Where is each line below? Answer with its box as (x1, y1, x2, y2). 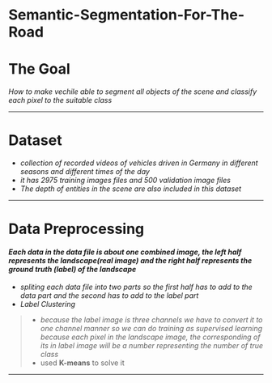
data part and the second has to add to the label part (19, 291, 199, 300)
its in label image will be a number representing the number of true (40, 341, 264, 351)
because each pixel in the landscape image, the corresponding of (40, 332, 261, 342)
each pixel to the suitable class (8, 96, 113, 105)
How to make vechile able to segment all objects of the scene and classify (8, 87, 257, 96)
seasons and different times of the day (19, 167, 150, 177)
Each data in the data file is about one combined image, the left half (8, 247, 242, 257)
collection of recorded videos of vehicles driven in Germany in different (19, 158, 258, 168)
